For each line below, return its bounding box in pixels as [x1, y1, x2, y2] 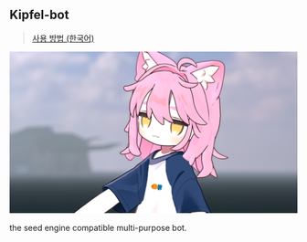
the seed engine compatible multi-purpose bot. [9, 223, 187, 234]
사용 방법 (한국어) [31, 32, 95, 44]
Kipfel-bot [9, 7, 69, 23]
